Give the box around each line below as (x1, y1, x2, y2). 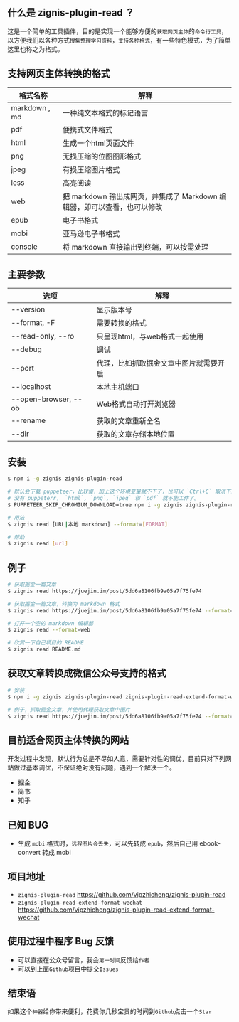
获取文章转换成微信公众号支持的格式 (7, 667, 166, 679)
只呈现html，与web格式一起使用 (96, 331, 204, 341)
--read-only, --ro (11, 331, 75, 341)
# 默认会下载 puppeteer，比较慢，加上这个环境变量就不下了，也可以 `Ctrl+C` (7, 488, 212, 496)
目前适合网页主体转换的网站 (7, 734, 129, 746)
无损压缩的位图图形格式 (63, 151, 142, 161)
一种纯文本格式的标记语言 (63, 107, 149, 117)
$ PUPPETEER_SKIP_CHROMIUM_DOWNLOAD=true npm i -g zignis (7, 501, 183, 509)
